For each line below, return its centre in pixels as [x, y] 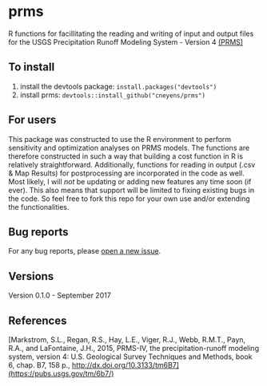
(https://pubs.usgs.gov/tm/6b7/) [61, 374]
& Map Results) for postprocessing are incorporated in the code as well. [127, 173]
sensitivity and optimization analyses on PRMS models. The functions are [129, 148]
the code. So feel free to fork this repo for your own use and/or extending [129, 199]
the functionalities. [39, 207]
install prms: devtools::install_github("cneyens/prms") [113, 95]
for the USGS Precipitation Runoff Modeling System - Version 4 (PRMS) [126, 41]
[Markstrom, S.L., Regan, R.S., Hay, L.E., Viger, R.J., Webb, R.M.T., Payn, [127, 340]
